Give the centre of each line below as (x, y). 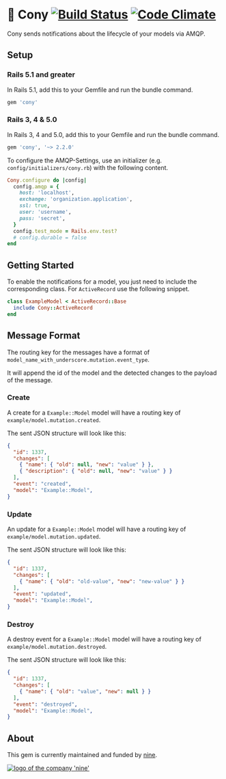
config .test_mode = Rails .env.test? (65, 231)
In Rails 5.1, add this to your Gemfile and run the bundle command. (100, 90)
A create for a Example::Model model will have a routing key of (94, 412)
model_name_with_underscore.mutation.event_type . (79, 359)
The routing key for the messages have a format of (79, 352)
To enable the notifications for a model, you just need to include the (102, 282)
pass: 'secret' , (43, 218)
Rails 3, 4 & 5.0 (32, 120)
